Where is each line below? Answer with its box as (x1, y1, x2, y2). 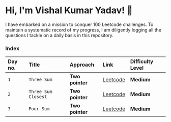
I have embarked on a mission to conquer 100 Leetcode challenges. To (5, 21, 154, 27)
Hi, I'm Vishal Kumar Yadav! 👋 (5, 5, 133, 16)
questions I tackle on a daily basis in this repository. (5, 32, 113, 38)
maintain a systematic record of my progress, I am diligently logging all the (5, 26, 162, 33)
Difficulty (130, 58, 154, 65)
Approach (69, 61, 95, 68)
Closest (28, 94, 47, 100)
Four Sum (28, 106, 50, 112)
